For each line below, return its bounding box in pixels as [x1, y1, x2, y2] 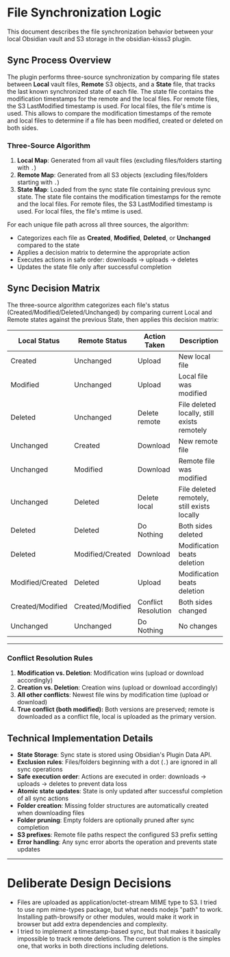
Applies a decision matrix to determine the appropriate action [16, 248, 190, 257]
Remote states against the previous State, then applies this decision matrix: [7, 315, 219, 323]
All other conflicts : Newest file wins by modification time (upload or [16, 691, 209, 699]
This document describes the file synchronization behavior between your [7, 27, 214, 36]
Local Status [18, 335, 60, 345]
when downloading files [16, 808, 85, 817]
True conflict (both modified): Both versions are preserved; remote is [16, 705, 215, 713]
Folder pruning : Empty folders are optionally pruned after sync [16, 816, 195, 824]
